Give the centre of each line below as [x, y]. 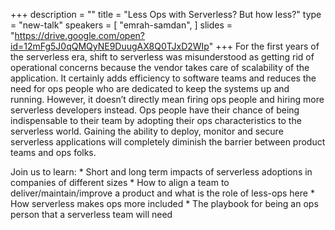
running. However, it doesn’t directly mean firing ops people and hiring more [167, 99]
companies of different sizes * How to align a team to [120, 182]
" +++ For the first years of [264, 46]
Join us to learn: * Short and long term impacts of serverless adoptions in [161, 172]
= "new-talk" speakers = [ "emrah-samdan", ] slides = [121, 25]
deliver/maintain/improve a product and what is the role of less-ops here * [162, 193]
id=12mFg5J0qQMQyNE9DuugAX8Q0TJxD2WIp [110, 46]
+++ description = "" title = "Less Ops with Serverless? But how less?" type [166, 14]
